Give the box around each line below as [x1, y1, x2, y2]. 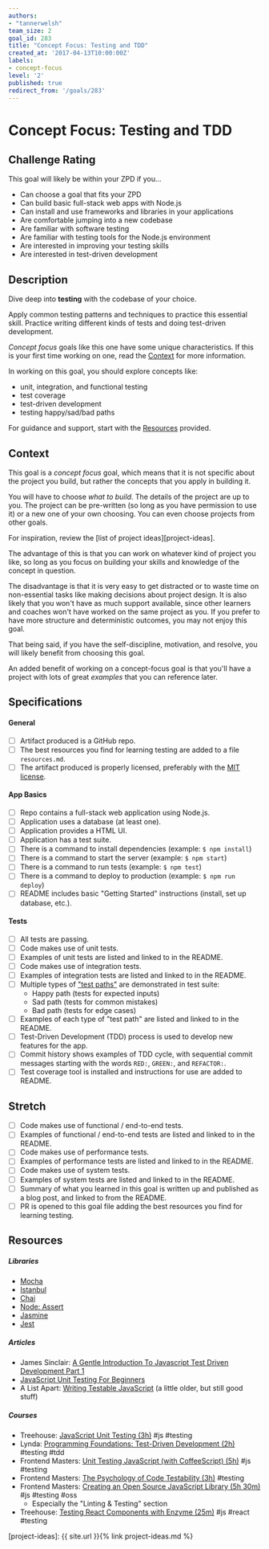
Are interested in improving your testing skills [19, 241, 170, 251]
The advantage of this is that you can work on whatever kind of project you [8, 549, 256, 558]
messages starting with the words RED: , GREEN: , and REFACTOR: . [19, 1058, 227, 1069]
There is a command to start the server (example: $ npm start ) [19, 853, 227, 863]
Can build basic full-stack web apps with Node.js [19, 198, 183, 208]
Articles [8, 1337, 36, 1347]
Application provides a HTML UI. [19, 826, 127, 836]
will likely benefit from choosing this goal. [8, 648, 146, 657]
